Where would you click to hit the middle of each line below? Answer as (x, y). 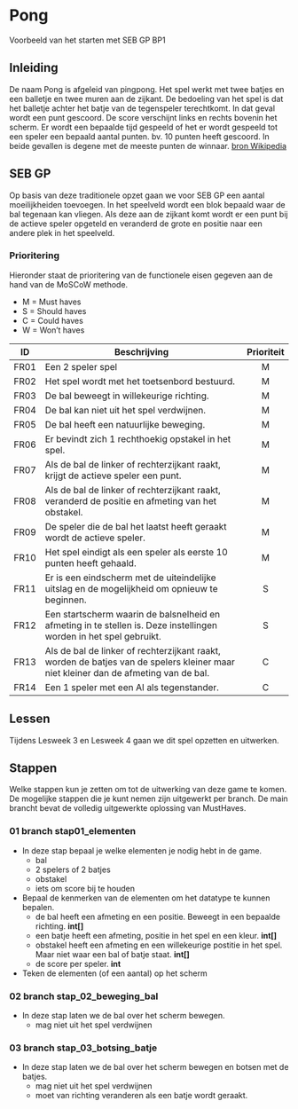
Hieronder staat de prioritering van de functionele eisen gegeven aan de (141, 275)
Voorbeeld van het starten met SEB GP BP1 (87, 40)
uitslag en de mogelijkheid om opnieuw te (131, 588)
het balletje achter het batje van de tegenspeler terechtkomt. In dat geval (142, 108)
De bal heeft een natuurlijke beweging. (125, 424)
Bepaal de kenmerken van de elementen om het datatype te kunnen (146, 898)
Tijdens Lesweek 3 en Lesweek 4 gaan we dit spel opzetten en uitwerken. (144, 740)
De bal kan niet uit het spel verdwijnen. (125, 410)
